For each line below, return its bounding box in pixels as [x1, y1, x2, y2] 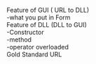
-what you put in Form [6, 13, 71, 22]
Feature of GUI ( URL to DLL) [6, 6, 90, 14]
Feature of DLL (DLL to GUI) [6, 21, 87, 29]
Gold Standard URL [6, 50, 62, 58]
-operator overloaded [6, 43, 69, 51]
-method [6, 35, 32, 44]
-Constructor [6, 28, 44, 36]
